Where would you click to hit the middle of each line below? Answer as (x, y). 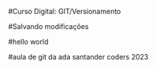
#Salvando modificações (48, 26)
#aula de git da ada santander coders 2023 (78, 57)
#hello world (28, 42)
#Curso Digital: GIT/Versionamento (65, 11)
